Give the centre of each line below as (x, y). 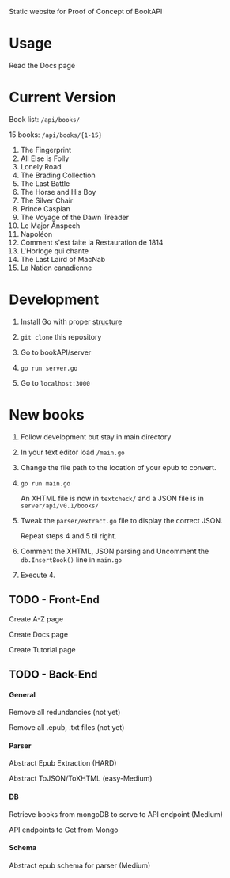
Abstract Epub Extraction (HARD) (63, 763)
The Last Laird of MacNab (63, 259)
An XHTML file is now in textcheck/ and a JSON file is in (112, 498)
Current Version (63, 97)
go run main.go (45, 483)
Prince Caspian (45, 208)
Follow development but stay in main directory (96, 437)
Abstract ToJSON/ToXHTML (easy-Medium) (81, 778)
